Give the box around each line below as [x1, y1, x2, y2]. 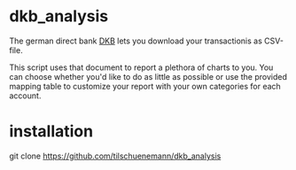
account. [9, 90, 42, 101]
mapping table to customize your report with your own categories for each [9, 81, 281, 91]
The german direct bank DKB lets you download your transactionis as [9, 35, 263, 46]
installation [9, 121, 94, 142]
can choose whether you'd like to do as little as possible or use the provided [9, 71, 288, 81]
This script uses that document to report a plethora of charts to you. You [9, 62, 274, 73]
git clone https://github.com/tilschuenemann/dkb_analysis [9, 151, 222, 161]
